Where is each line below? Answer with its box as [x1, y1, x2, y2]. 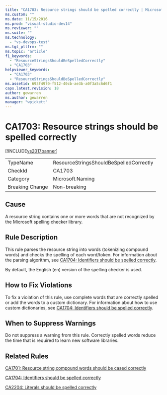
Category [7, 175, 30, 182]
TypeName [7, 159, 33, 166]
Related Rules [5, 352, 49, 360]
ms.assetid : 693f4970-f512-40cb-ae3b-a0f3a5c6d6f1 [5, 81, 112, 86]
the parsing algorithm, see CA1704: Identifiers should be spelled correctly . [5, 257, 157, 263]
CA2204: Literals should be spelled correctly [5, 385, 97, 391]
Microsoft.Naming [53, 175, 95, 182]
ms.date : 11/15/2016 [5, 16, 48, 21]
